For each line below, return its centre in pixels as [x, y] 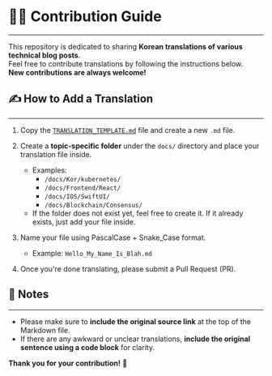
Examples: [49, 170]
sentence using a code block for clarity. [87, 347]
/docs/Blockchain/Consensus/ [93, 205]
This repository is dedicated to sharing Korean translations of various [125, 46]
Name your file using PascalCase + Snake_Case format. [113, 237]
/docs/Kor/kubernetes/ [83, 179]
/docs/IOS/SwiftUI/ [77, 197]
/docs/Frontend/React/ [83, 188]
